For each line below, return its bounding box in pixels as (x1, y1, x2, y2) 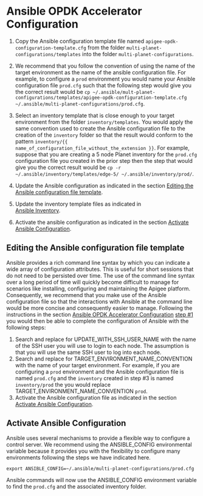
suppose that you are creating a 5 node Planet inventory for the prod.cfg (15, 151, 198, 158)
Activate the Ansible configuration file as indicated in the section (15, 394, 177, 401)
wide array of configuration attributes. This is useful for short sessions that (6, 265, 194, 273)
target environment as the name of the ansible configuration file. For (15, 68, 187, 76)
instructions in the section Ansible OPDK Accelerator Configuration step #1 (6, 311, 193, 318)
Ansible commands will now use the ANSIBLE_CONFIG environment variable (6, 476, 197, 483)
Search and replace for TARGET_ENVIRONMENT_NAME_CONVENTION (15, 355, 193, 362)
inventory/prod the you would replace (15, 381, 111, 388)
